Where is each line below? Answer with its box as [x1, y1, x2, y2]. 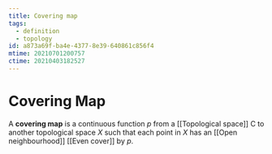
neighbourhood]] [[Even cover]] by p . [8, 135, 134, 146]
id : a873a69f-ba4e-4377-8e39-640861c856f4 [8, 42, 154, 50]
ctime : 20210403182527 [8, 58, 85, 66]
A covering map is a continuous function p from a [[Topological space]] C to [8, 118, 265, 128]
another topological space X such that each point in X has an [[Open [8, 127, 238, 137]
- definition [15, 27, 60, 35]
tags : [8, 19, 27, 28]
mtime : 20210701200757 [8, 49, 85, 58]
